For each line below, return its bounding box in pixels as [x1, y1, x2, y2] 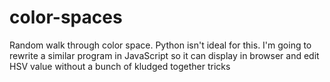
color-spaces [9, 6, 123, 29]
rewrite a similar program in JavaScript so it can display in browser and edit [9, 49, 320, 61]
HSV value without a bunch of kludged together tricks [9, 60, 231, 72]
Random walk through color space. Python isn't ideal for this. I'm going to [9, 39, 312, 51]
